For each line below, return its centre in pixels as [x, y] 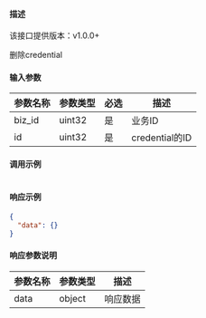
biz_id [27, 120]
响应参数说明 [33, 255]
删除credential [36, 55]
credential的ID [162, 138]
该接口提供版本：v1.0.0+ [55, 35]
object [72, 298]
